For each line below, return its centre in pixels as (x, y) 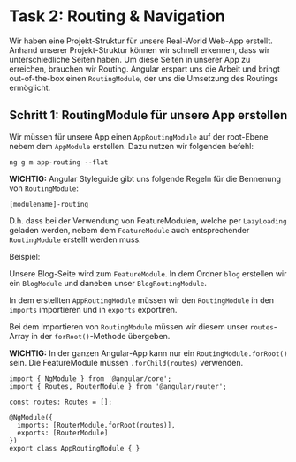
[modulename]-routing (49, 204)
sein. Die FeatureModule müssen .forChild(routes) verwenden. (126, 362)
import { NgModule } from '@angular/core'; (91, 379)
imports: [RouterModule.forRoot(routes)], (96, 425)
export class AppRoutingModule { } (75, 448)
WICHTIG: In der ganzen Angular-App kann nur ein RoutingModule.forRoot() (148, 353)
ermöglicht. (30, 87)
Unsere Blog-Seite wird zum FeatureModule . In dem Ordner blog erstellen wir (148, 273)
